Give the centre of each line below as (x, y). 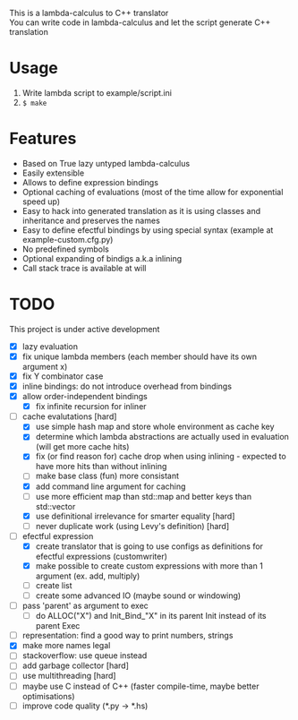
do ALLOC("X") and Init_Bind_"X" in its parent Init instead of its (151, 616)
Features (43, 139)
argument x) (45, 366)
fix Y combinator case (63, 376)
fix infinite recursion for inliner (91, 407)
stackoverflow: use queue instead (85, 656)
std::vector (55, 506)
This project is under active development (85, 329)
